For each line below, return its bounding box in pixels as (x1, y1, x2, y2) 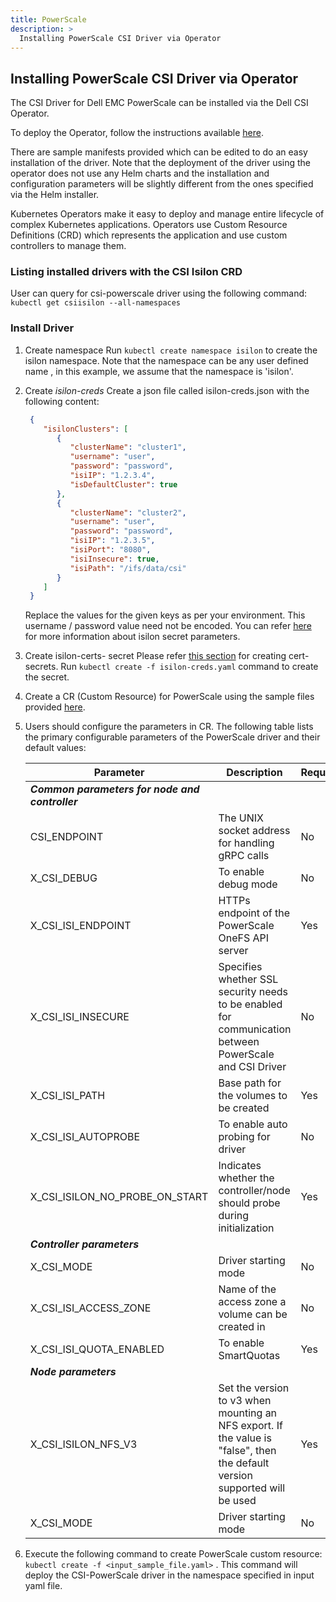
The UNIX (218, 811, 265, 825)
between (218, 1035, 260, 1049)
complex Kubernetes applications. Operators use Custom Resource (10, 219, 288, 231)
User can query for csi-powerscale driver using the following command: (10, 287, 308, 300)
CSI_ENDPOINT (29, 830, 104, 844)
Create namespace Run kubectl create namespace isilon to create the (24, 344, 318, 356)
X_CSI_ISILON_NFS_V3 (29, 1437, 138, 1451)
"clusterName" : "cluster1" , (69, 442, 187, 453)
